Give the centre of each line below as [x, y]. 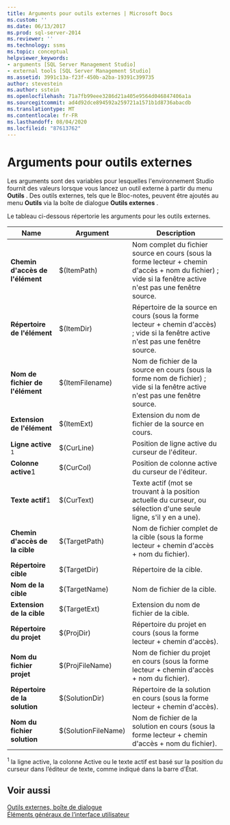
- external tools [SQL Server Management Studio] [79, 71]
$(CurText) [77, 500]
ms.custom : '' [27, 20]
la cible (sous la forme [168, 537]
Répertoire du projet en [169, 625]
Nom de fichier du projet [171, 653]
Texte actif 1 [31, 500]
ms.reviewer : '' [30, 39]
